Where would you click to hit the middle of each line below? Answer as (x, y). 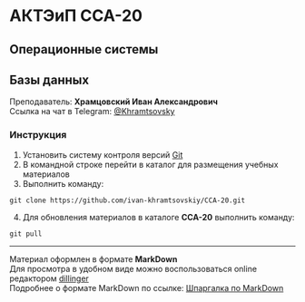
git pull (26, 234)
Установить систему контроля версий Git (103, 154)
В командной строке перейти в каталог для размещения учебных (150, 164)
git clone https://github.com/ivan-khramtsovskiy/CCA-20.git (128, 200)
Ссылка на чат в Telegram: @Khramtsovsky (92, 112)
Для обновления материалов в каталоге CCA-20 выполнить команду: (158, 217)
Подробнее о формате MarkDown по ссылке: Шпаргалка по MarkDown (147, 287)
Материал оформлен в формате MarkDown (93, 258)
